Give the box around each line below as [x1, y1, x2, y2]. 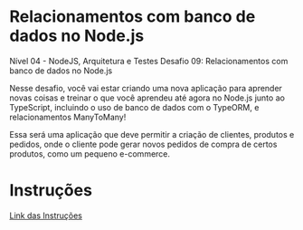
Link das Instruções [9, 210, 83, 221]
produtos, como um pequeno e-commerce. [9, 148, 170, 159]
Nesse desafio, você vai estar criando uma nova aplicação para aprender [9, 82, 283, 93]
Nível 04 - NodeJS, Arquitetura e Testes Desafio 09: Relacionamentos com [9, 55, 289, 66]
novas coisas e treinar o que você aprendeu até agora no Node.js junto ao [9, 92, 285, 103]
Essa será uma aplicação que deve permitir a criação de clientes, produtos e [9, 129, 295, 139]
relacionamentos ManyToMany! [9, 111, 127, 122]
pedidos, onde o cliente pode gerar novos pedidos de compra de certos [9, 139, 278, 149]
